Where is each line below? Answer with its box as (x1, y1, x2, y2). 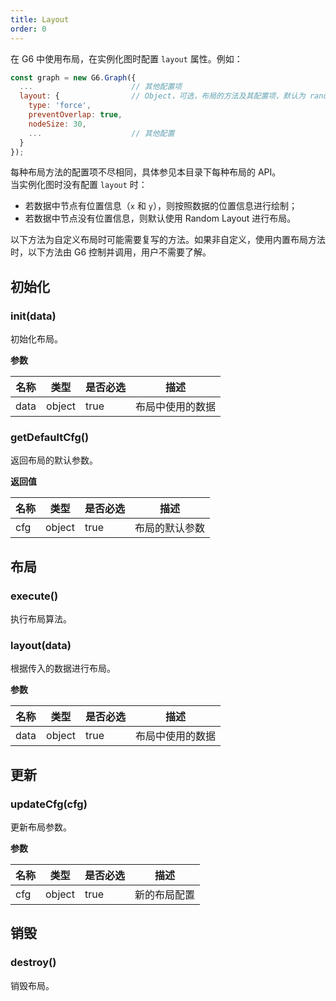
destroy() (10, 956, 57, 970)
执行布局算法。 (10, 613, 72, 625)
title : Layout (10, 14, 70, 25)
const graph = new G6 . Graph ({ (10, 72, 137, 83)
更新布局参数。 (10, 821, 72, 833)
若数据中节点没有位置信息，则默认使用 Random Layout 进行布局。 (24, 212, 297, 225)
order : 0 (10, 24, 47, 34)
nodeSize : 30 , (28, 119, 87, 129)
